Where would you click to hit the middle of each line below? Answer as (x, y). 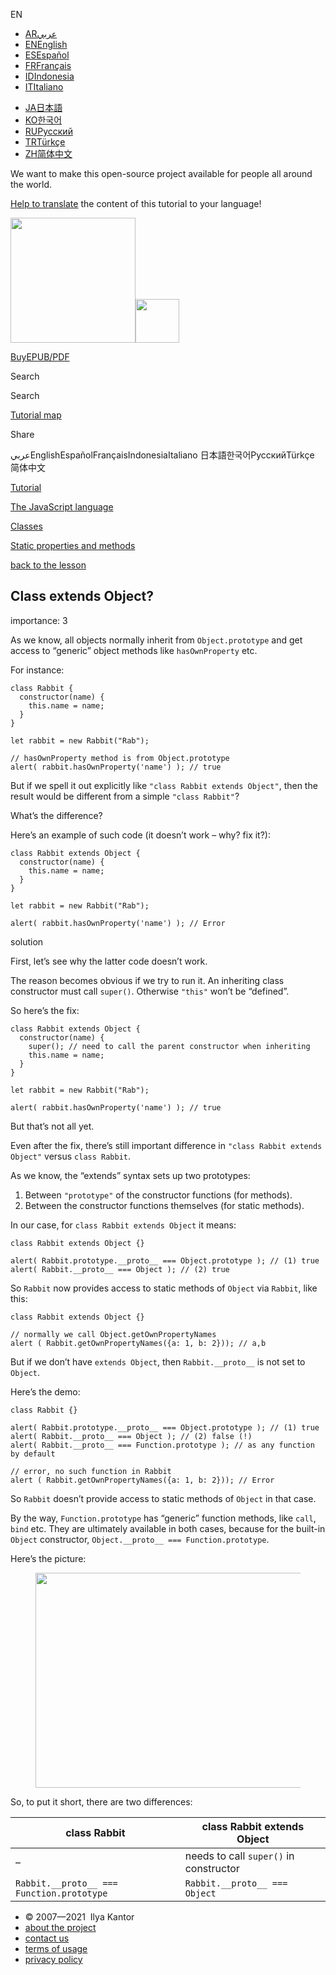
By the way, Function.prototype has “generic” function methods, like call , (163, 1518)
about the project (60, 1927)
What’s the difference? (56, 815)
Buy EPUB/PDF (40, 357)
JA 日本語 (43, 107)
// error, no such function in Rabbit (91, 1471)
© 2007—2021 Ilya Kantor (79, 1916)
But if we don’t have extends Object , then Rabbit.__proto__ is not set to (158, 1361)
